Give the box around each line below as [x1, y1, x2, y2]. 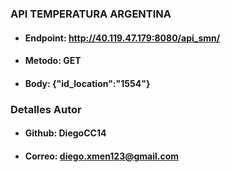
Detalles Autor [10, 102, 82, 116]
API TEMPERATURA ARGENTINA [10, 7, 172, 21]
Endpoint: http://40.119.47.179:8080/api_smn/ [24, 32, 221, 44]
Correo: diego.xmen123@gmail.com [24, 150, 180, 162]
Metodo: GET [24, 55, 82, 67]
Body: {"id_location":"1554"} [24, 77, 151, 89]
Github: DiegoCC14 [24, 127, 107, 139]
